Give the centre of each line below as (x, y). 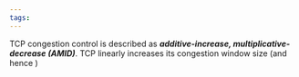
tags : (20, 18)
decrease (28, 53)
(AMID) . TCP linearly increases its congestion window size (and (167, 53)
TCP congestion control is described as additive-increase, (120, 43)
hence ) (24, 63)
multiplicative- (262, 43)
